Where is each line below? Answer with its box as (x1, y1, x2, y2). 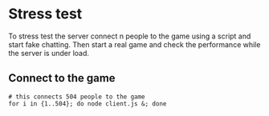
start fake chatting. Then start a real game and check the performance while (8, 39, 261, 49)
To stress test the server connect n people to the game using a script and (8, 31, 251, 41)
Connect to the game (8, 71, 116, 85)
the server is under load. (8, 48, 90, 58)
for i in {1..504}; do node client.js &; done (8, 99, 167, 108)
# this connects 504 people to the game (8, 93, 146, 101)
